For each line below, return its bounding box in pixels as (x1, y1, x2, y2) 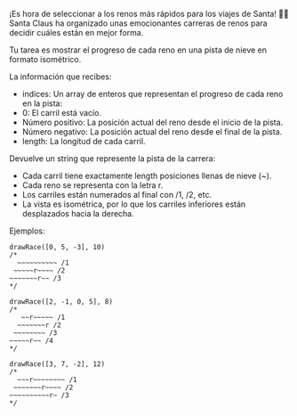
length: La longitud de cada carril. (21, 136, 146, 146)
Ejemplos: (9, 225, 46, 236)
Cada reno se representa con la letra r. (21, 180, 164, 191)
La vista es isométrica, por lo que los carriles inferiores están (21, 199, 246, 209)
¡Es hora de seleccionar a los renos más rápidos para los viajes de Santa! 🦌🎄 (9, 9, 289, 19)
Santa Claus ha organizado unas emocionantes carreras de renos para (9, 18, 269, 29)
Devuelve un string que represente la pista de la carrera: (9, 153, 216, 164)
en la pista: (21, 98, 63, 109)
